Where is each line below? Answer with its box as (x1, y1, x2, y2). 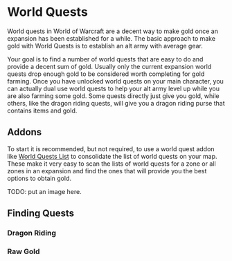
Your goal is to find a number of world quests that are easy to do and (7, 55, 204, 63)
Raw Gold (7, 246, 40, 256)
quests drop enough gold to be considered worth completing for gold (7, 70, 205, 78)
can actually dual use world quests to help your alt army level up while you (7, 84, 220, 93)
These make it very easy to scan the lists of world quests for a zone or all (7, 159, 216, 168)
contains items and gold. (7, 106, 78, 115)
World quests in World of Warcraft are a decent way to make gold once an (7, 27, 218, 35)
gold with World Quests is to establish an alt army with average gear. (7, 41, 203, 50)
